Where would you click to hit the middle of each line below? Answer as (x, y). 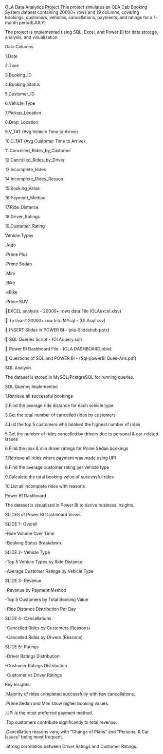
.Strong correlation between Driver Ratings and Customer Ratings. (71, 746)
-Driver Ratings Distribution (32, 656)
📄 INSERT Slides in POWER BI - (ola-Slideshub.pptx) (57, 330)
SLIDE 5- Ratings (22, 647)
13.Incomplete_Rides (26, 169)
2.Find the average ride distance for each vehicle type (59, 406)
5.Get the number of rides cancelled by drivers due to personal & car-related (81, 434)
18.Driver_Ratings (22, 217)
